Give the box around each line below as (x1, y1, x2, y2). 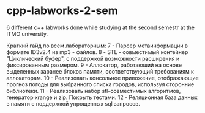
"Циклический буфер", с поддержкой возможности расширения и (6, 55, 180, 62)
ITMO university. (6, 30, 48, 37)
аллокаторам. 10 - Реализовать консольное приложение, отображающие (6, 74, 199, 81)
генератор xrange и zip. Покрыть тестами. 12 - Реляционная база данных (6, 94, 198, 101)
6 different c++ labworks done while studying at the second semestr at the (6, 24, 195, 31)
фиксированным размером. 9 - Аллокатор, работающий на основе (6, 61, 182, 69)
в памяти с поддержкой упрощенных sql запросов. (6, 100, 141, 107)
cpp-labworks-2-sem (6, 4, 118, 18)
